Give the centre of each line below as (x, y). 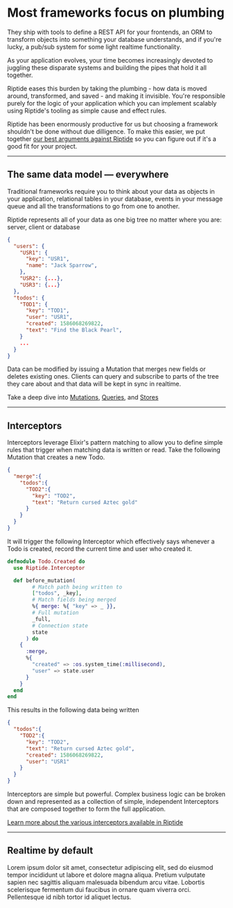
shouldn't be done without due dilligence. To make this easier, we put (106, 131)
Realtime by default (50, 851)
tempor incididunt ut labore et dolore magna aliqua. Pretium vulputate (106, 875)
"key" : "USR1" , (48, 259)
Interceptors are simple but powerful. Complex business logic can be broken (116, 794)
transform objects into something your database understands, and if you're (114, 39)
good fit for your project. (42, 146)
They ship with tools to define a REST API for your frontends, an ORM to (110, 32)
